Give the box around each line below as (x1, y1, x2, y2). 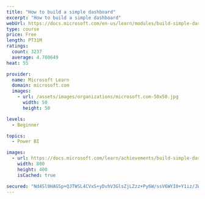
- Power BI (12, 139, 40, 145)
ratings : (6, 43, 29, 49)
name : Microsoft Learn (12, 77, 70, 83)
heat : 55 (6, 60, 29, 66)
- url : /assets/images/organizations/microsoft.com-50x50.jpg (17, 94, 179, 100)
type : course (6, 26, 40, 32)
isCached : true (17, 172, 56, 178)
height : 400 (17, 166, 48, 173)
